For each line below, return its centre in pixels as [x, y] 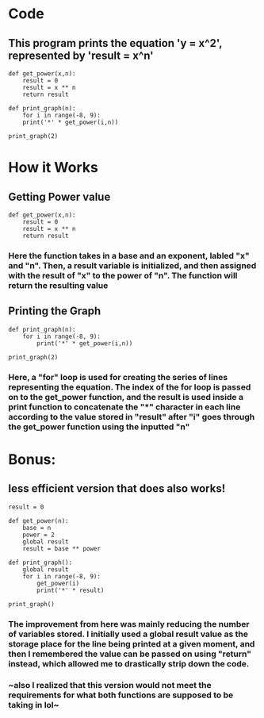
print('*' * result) [71, 590]
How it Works [54, 168]
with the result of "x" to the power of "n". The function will [123, 275]
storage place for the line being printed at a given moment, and [132, 643]
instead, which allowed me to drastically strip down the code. [129, 663]
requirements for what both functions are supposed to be [121, 695]
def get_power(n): [38, 520]
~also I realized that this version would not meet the [110, 685]
